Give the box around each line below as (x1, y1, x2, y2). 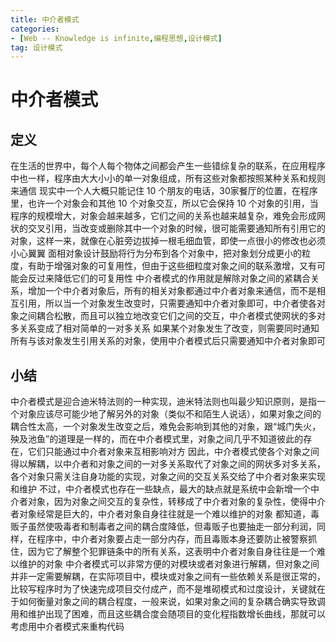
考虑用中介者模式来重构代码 (10, 621, 125, 633)
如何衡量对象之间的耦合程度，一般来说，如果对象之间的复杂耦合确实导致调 (18, 596, 326, 608)
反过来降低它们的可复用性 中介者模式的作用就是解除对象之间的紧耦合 (27, 272, 311, 285)
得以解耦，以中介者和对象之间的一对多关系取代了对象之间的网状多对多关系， (10, 458, 326, 470)
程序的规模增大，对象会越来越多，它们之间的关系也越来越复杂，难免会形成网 (10, 210, 326, 222)
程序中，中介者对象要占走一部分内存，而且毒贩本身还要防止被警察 (36, 533, 308, 545)
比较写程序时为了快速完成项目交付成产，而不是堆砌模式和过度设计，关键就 (10, 583, 317, 595)
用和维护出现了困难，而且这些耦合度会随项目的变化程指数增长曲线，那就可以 (10, 608, 326, 620)
